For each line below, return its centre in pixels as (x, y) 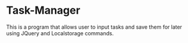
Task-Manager (43, 10)
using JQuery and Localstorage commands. (60, 33)
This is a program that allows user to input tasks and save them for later (94, 27)
